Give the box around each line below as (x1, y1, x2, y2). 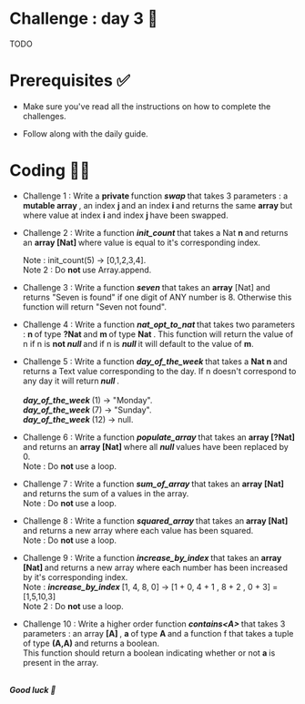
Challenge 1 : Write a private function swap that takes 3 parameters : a (22, 190, 289, 201)
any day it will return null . (22, 375, 120, 386)
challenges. (22, 110, 66, 121)
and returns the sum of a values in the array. (22, 487, 189, 499)
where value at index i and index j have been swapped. (22, 209, 229, 220)
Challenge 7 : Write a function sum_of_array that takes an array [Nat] (22, 478, 285, 489)
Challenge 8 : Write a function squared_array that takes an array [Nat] (22, 515, 289, 526)
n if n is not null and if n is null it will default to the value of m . (22, 338, 254, 349)
